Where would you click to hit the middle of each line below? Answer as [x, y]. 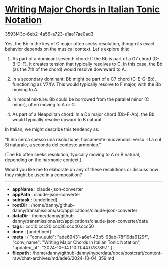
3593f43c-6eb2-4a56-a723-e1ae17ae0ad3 [49, 34]
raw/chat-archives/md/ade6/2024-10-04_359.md [63, 258]
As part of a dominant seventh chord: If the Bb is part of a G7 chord [82, 58]
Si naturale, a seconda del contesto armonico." [53, 145]
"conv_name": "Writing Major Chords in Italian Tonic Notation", [77, 242]
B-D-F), [20, 64]
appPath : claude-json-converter [46, 194]
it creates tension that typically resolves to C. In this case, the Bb [96, 64]
